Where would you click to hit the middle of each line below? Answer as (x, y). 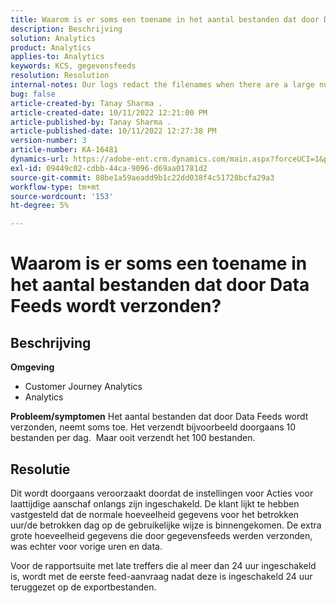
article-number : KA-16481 (64, 150)
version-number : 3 (48, 141)
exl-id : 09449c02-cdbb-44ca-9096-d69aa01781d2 (109, 168)
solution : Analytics (53, 38)
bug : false (33, 94)
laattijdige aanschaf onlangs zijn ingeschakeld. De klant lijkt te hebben (155, 503)
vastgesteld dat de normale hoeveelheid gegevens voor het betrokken (155, 514)
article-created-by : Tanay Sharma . (86, 103)
